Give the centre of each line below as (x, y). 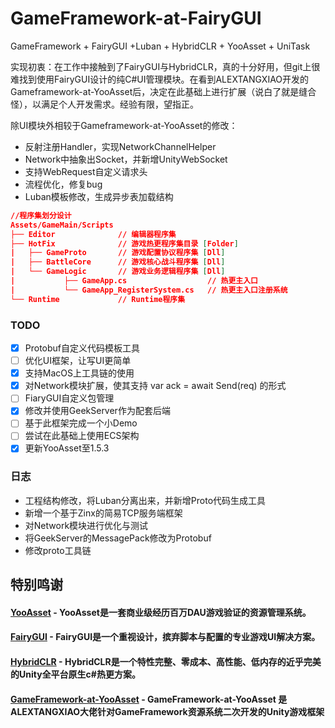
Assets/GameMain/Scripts (62, 225)
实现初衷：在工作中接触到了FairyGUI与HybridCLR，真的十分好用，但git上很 (165, 66)
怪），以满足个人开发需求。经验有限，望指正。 (104, 104)
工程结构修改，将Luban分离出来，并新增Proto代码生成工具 (145, 500)
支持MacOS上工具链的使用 (79, 373)
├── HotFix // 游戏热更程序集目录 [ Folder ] (124, 243)
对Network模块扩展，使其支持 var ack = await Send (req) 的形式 (155, 386)
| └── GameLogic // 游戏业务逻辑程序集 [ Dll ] (118, 272)
